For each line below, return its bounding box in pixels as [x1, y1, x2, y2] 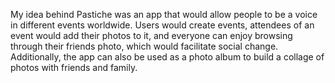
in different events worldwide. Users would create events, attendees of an [10, 19, 315, 31]
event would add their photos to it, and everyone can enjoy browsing [10, 30, 293, 41]
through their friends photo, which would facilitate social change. [10, 40, 279, 52]
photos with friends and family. [10, 62, 138, 73]
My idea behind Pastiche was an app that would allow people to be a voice [10, 9, 318, 20]
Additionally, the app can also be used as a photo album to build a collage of [10, 51, 325, 63]
